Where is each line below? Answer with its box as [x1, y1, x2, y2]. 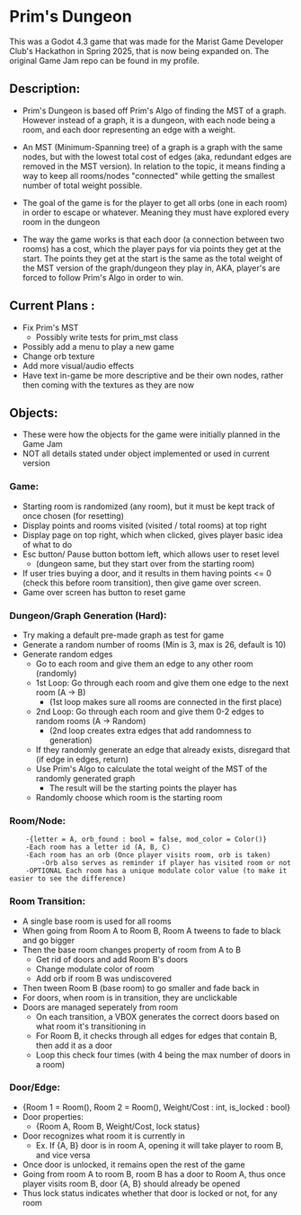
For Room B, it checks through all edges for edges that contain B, [35, 1030, 278, 1041]
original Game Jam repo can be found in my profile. [9, 55, 200, 66]
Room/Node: [9, 814, 66, 826]
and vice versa [35, 1149, 91, 1160]
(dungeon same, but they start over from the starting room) [35, 558, 255, 568]
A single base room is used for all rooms [22, 916, 173, 926]
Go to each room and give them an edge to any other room [35, 658, 253, 669]
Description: [9, 81, 81, 96]
